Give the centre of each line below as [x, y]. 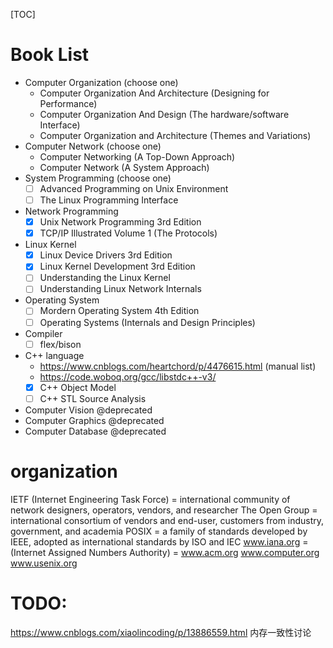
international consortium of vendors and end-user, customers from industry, [167, 520]
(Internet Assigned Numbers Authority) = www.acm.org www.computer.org [165, 552]
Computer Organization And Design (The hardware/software [164, 114]
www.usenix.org [44, 563]
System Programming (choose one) [98, 178]
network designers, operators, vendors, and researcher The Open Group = [164, 510]
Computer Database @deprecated [95, 431]
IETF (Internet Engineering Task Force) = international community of [150, 499]
